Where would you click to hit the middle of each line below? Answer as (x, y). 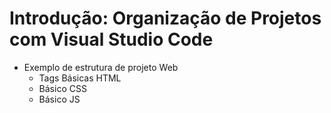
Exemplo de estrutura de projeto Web (101, 67)
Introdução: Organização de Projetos (165, 18)
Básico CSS (62, 88)
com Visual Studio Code (111, 39)
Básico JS (59, 99)
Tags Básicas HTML (80, 78)
